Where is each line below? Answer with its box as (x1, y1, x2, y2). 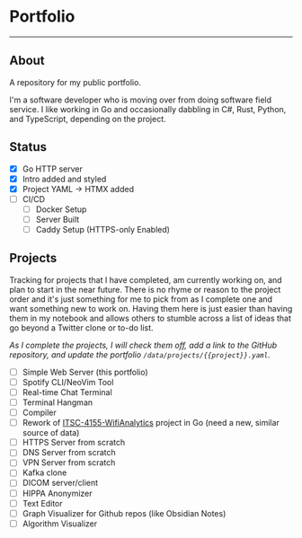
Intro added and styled (22, 173, 107, 184)
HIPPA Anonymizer (22, 488, 93, 498)
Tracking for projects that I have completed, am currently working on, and (9, 274, 282, 285)
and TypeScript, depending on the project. (9, 113, 166, 124)
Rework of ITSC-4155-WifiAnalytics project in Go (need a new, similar (22, 418, 280, 428)
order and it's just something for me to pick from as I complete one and (9, 294, 272, 304)
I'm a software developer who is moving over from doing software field (9, 94, 272, 105)
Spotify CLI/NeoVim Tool (22, 376, 114, 387)
